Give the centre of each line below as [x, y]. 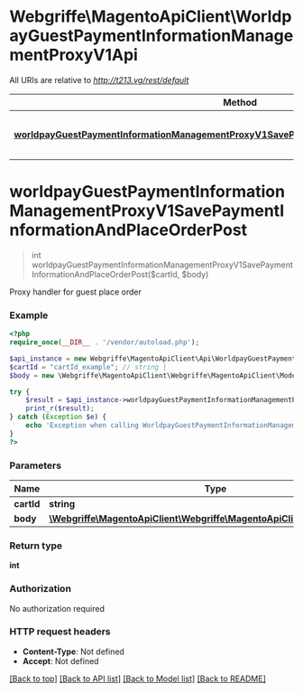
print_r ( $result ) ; [60, 408]
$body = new [32, 375]
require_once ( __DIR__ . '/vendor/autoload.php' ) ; [105, 342]
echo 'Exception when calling [83, 426]
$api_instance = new [48, 359]
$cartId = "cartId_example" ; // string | [88, 367]
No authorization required [57, 608]
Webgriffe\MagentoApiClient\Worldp [151, 17]
